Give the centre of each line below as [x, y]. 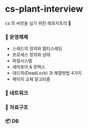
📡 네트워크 [17, 93]
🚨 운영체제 [17, 37]
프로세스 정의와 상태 [31, 55]
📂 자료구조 [17, 107]
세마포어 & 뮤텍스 [29, 67]
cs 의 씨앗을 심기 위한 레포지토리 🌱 [38, 23]
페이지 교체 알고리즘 [31, 79]
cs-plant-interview [44, 9]
